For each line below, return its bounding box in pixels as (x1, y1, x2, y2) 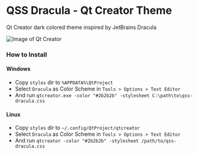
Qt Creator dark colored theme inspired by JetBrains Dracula (6, 24, 157, 31)
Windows (6, 65, 31, 72)
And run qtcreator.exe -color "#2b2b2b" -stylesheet (14, 92, 150, 99)
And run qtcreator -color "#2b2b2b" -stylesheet (14, 137, 140, 144)
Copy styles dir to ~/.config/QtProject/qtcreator (14, 124, 140, 132)
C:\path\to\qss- (152, 93, 193, 99)
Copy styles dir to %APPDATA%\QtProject (14, 79, 113, 86)
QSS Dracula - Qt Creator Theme (6, 4, 173, 18)
